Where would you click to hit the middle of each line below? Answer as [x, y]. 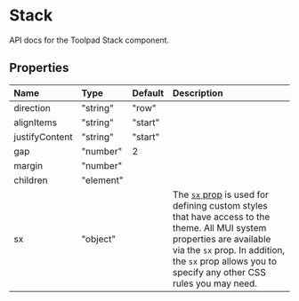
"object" [99, 239]
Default [148, 92]
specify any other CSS [219, 272]
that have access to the [221, 217]
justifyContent [43, 137]
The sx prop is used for [221, 194]
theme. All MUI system [219, 227]
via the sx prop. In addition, [229, 250]
